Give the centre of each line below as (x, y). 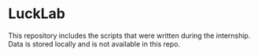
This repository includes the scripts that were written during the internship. (129, 35)
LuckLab (37, 14)
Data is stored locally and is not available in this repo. (94, 43)
